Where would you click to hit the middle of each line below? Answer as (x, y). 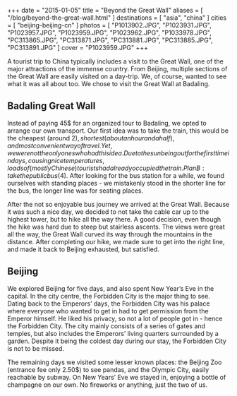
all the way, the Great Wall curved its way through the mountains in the (110, 234)
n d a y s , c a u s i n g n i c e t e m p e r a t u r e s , (56, 160)
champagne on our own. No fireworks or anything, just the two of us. (108, 385)
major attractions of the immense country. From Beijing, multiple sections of (117, 69)
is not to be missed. (36, 348)
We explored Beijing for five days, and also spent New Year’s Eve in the (111, 288)
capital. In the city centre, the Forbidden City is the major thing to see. (109, 296)
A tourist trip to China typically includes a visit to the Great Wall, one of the (116, 61)
